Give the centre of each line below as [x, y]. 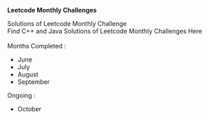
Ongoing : [22, 95]
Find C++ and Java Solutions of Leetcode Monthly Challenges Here [105, 31]
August [28, 74]
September [34, 82]
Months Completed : [37, 46]
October [29, 109]
